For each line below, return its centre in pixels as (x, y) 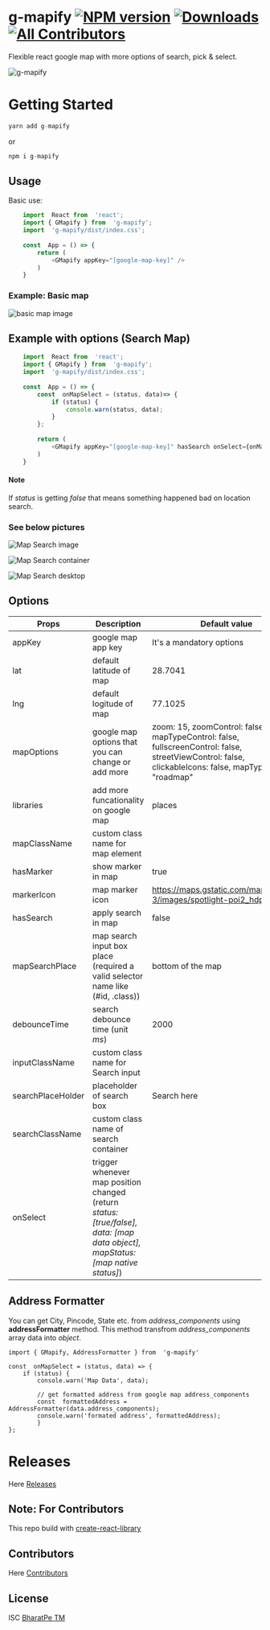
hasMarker (33, 871)
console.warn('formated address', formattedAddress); (129, 1415)
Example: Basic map (49, 296)
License (29, 1598)
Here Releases (33, 1484)
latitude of (111, 670)
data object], (117, 1242)
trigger (105, 1162)
